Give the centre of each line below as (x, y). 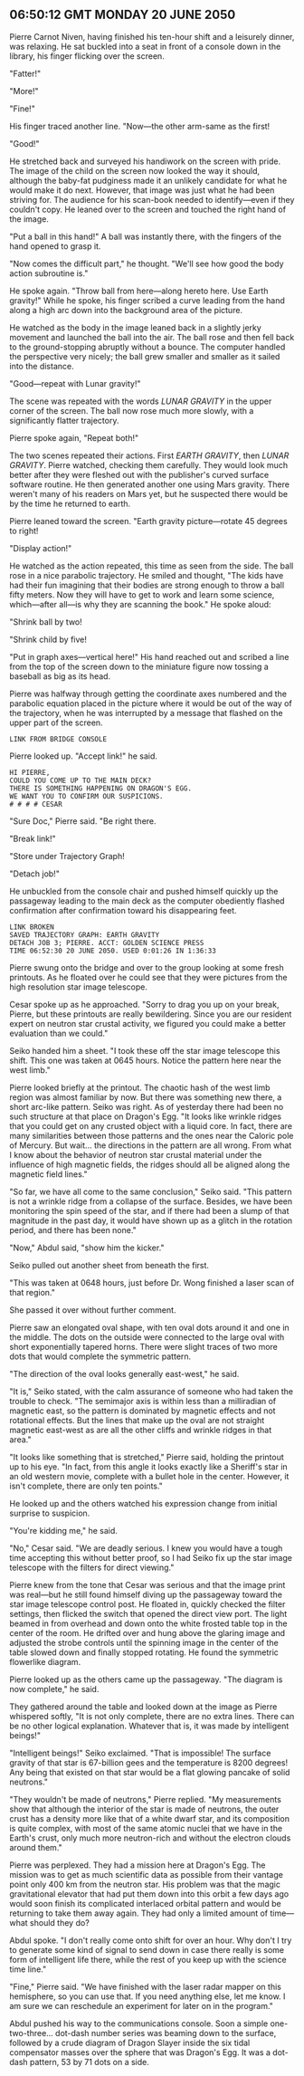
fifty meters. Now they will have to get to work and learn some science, (142, 594)
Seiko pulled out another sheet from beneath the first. (109, 1265)
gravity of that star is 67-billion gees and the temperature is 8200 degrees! (148, 1762)
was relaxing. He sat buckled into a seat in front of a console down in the (145, 46)
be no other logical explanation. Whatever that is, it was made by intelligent (149, 1726)
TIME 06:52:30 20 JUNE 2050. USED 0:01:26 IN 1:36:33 (113, 951)
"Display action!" (41, 548)
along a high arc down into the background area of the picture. (126, 310)
